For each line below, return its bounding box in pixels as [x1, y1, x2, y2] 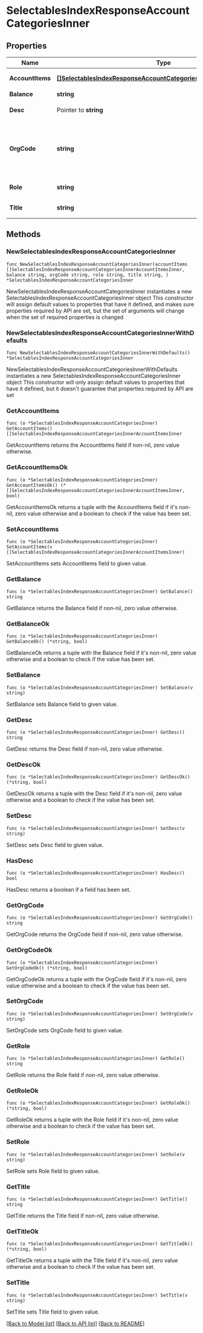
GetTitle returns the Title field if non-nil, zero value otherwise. [6, 1212, 160, 1220]
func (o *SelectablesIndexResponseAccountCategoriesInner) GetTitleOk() [6, 1241, 193, 1247]
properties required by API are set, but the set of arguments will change [6, 307, 185, 314]
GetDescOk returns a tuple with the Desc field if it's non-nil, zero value [6, 790, 182, 797]
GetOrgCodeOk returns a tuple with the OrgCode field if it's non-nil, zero [6, 975, 187, 982]
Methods [6, 229, 41, 240]
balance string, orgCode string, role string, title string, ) [6, 272, 169, 278]
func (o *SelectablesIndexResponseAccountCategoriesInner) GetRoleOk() [6, 1100, 190, 1107]
